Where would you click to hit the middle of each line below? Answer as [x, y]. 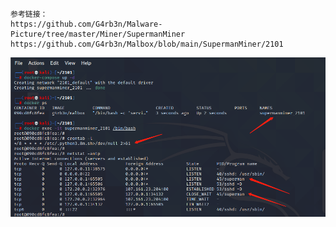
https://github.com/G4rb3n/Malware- [86, 24]
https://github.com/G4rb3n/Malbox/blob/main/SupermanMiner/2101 [147, 44]
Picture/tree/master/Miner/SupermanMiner [98, 34]
